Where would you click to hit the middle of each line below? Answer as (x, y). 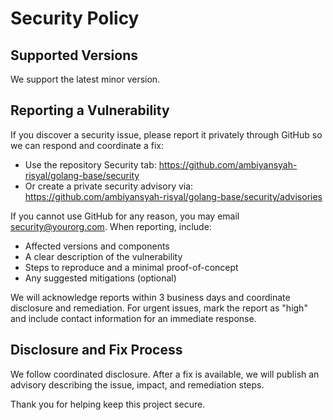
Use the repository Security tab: (90, 164)
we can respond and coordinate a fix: (87, 145)
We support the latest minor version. (85, 79)
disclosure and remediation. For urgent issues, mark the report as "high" (159, 308)
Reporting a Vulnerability (90, 110)
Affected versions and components (97, 246)
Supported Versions (74, 55)
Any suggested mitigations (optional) (100, 278)
